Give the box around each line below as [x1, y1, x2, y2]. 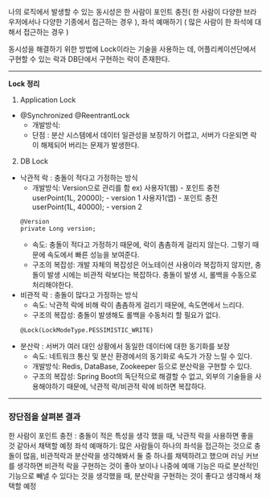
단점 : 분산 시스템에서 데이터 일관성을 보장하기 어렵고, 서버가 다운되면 [31, 130, 249, 139]
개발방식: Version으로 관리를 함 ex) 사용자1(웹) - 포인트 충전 [31, 183, 220, 192]
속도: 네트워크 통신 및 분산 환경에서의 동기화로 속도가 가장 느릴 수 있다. [31, 352, 253, 360]
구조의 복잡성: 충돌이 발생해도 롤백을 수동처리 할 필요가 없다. [31, 311, 221, 319]
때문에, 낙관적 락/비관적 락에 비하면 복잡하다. [66, 381, 207, 391]
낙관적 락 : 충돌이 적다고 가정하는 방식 [19, 173, 138, 183]
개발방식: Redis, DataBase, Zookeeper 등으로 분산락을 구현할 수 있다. [31, 361, 252, 371]
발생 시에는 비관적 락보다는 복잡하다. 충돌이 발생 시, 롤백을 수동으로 [47, 270, 257, 279]
